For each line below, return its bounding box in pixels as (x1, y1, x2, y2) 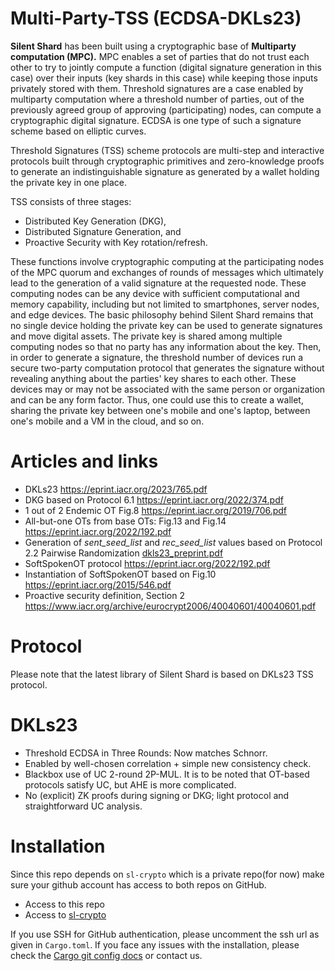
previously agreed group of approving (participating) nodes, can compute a (10, 103, 322, 116)
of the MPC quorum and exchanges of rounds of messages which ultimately (10, 266, 324, 278)
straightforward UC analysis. (24, 800, 143, 812)
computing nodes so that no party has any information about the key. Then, (10, 340, 322, 352)
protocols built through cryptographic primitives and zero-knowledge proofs (10, 155, 325, 167)
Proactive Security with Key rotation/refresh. (24, 236, 208, 248)
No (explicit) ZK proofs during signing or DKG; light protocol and (24, 789, 290, 801)
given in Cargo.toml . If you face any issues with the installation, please (10, 938, 300, 951)
